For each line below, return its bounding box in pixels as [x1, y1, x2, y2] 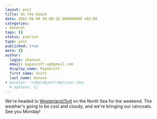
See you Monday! [5, 108, 41, 114]
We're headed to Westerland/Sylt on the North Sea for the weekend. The [5, 98, 152, 104]
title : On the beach [5, 12, 48, 17]
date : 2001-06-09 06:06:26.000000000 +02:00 [5, 16, 98, 21]
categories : [5, 21, 29, 26]
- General [5, 25, 26, 30]
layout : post [5, 7, 32, 12]
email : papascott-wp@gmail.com [9, 62, 74, 67]
